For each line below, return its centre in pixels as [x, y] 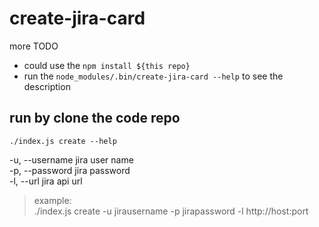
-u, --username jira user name [71, 159]
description [47, 86]
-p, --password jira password [70, 170]
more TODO [34, 46]
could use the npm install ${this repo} [107, 65]
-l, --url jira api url [46, 181]
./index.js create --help [63, 141]
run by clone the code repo [95, 118]
